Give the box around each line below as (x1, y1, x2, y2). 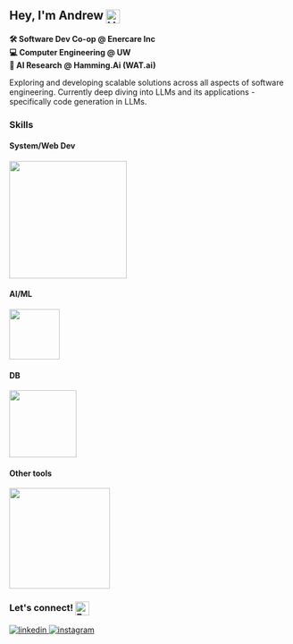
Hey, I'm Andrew (9, 8, 105, 23)
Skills (9, 118, 34, 131)
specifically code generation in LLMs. (9, 96, 147, 106)
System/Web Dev (9, 140, 76, 151)
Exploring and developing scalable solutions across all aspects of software (9, 77, 284, 88)
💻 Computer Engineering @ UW (9, 47, 131, 57)
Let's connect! (9, 602, 74, 614)
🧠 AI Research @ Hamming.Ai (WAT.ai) (9, 59, 156, 71)
